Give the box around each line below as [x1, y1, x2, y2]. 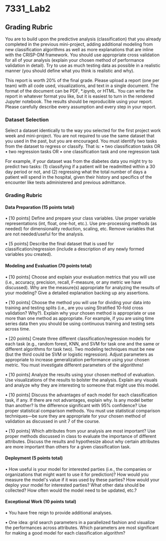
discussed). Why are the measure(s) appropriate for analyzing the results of [5, 284, 160, 290]
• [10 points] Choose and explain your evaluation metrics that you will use [5, 274, 156, 280]
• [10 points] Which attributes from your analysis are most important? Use [5, 428, 156, 433]
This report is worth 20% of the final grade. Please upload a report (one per [5, 78, 160, 83]
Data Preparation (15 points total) [5, 204, 75, 210]
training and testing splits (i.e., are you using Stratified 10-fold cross [5, 305, 144, 311]
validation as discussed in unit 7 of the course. [5, 418, 100, 424]
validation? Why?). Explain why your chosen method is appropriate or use [5, 310, 155, 316]
